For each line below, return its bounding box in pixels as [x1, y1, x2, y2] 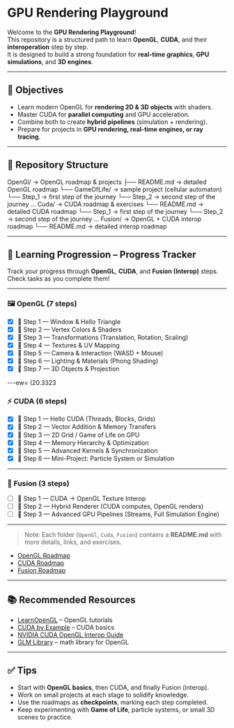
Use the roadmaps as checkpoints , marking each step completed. [17, 698, 208, 706]
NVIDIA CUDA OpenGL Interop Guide [17, 630, 124, 639]
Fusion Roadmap [17, 566, 66, 575]
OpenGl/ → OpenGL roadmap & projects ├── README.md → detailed [7, 178, 207, 186]
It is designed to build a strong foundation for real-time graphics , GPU [7, 50, 210, 59]
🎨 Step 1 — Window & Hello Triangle [17, 317, 121, 325]
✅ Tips [7, 665, 37, 676]
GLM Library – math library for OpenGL [17, 638, 130, 646]
